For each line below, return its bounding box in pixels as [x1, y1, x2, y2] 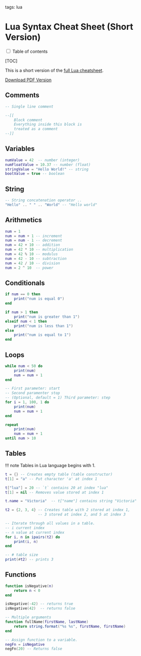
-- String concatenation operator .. [5, 198, 82, 203]
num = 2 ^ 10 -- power [5, 265, 54, 270]
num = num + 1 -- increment [5, 234, 63, 238]
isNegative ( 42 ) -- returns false [5, 606, 76, 611]
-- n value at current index [5, 530, 65, 535]
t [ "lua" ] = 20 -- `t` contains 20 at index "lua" [5, 485, 109, 490]
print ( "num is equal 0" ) [14, 296, 65, 302]
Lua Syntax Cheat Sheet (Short [5, 22, 134, 32]
